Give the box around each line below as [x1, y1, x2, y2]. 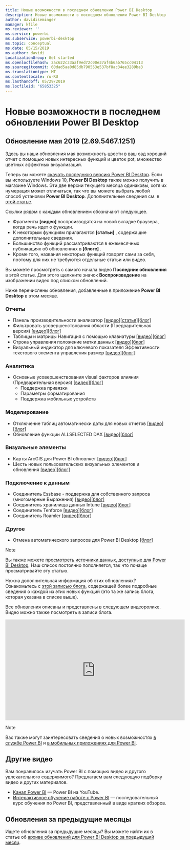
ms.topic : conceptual [5, 41, 52, 46]
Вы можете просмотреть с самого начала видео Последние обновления [5, 266, 167, 272]
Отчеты [5, 305, 26, 312]
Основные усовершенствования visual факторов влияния [12, 374, 139, 380]
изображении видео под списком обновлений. [5, 277, 108, 283]
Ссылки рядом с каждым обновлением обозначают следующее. [5, 208, 147, 215]
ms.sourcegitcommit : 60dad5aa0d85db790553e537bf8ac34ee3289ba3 [5, 65, 143, 70]
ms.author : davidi [5, 50, 45, 55]
